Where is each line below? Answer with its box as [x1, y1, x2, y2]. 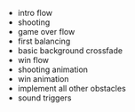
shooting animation [17, 64, 89, 75]
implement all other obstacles [17, 84, 126, 93]
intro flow [17, 8, 53, 18]
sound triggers [17, 92, 73, 103]
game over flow [17, 27, 75, 36]
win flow [17, 55, 50, 65]
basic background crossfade [17, 45, 123, 56]
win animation [17, 74, 69, 84]
